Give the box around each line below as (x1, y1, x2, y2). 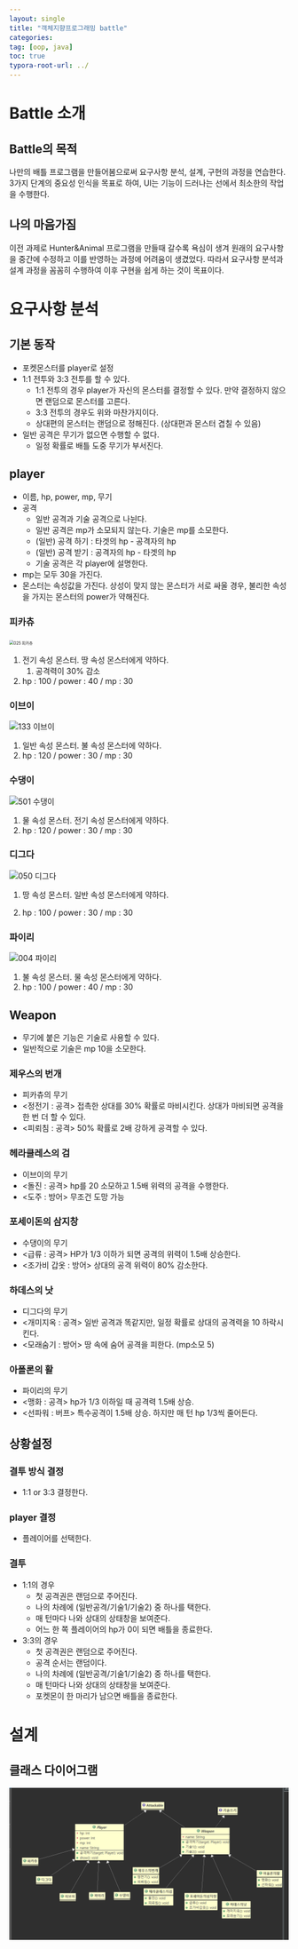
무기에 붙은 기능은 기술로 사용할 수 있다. (21, 1031, 160, 1043)
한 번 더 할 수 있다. (21, 1111, 86, 1123)
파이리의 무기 (21, 1386, 68, 1396)
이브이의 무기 (21, 1169, 68, 1180)
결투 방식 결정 (9, 1465, 65, 1477)
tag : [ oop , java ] (9, 43, 74, 52)
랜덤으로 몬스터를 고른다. (44, 395, 130, 406)
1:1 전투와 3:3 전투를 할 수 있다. (21, 373, 130, 384)
